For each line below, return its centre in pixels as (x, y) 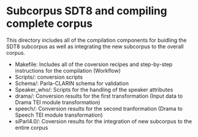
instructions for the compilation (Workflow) (68, 70)
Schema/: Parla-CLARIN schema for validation (72, 83)
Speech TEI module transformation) (59, 115)
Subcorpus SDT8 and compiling (87, 11)
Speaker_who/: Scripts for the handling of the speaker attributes (94, 89)
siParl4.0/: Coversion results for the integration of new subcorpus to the (103, 121)
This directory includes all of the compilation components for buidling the (97, 40)
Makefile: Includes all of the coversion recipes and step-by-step (94, 64)
